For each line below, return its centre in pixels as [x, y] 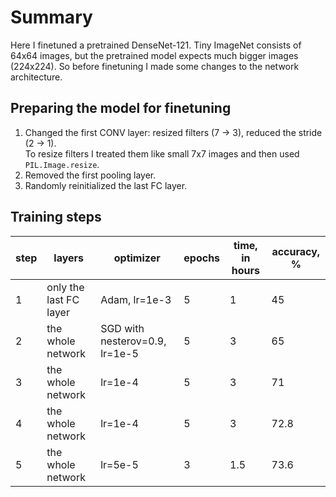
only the [65, 287]
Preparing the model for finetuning [121, 108]
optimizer [137, 258]
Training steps [56, 217]
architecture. [36, 77]
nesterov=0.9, [133, 341]
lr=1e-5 [119, 353]
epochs [202, 258]
